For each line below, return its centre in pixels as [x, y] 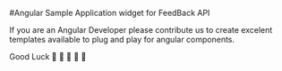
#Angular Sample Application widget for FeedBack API [110, 13]
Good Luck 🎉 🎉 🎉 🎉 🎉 [48, 56]
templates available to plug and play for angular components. [122, 39]
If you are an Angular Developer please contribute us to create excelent [141, 30]
